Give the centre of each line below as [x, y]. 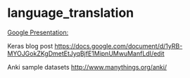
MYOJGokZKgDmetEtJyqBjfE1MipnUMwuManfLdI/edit [86, 53]
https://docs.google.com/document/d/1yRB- [119, 46]
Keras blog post [30, 46]
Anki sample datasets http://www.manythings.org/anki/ [87, 67]
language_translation [71, 13]
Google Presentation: [38, 32]
